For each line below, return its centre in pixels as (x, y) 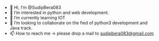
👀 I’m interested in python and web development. (59, 13)
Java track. (21, 28)
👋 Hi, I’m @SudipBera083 (35, 7)
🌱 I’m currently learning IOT (37, 18)
